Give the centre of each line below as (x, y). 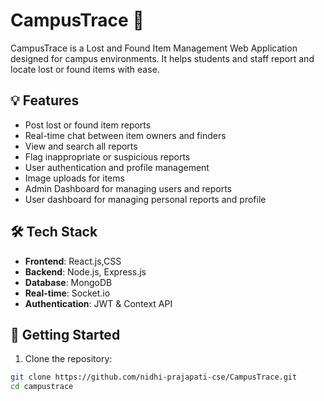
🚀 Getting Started (65, 334)
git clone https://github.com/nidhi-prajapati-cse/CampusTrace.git (154, 377)
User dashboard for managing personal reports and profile (145, 199)
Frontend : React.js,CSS (73, 261)
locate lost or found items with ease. (85, 69)
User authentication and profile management (117, 167)
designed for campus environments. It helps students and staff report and (162, 58)
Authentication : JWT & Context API (98, 303)
